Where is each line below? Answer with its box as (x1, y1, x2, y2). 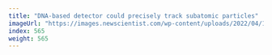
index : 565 (8, 27, 45, 35)
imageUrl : (8, 19, 42, 27)
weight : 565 (8, 34, 49, 43)
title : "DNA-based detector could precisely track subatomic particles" (8, 11, 259, 20)
